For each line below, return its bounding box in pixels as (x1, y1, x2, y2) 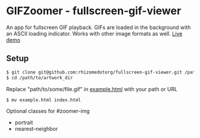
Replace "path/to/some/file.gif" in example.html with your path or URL (6, 85, 178, 92)
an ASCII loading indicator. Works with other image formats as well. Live (6, 30, 183, 37)
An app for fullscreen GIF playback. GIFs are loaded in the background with (6, 24, 191, 31)
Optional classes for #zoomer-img (6, 108, 90, 115)
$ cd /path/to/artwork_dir (6, 75, 73, 81)
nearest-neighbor (14, 126, 58, 133)
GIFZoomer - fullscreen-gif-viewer (6, 4, 182, 18)
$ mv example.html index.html (6, 97, 82, 103)
